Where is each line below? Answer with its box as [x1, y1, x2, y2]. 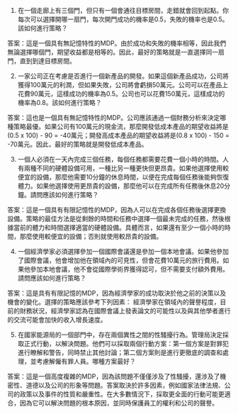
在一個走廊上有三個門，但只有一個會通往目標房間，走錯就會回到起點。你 [17, 6, 229, 14]
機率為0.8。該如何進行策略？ [17, 99, 102, 106]
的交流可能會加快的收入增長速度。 [7, 315, 107, 324]
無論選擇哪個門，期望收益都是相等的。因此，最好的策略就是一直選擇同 [7, 48, 212, 56]
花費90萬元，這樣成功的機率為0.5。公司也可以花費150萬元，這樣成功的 [17, 89, 225, 98]
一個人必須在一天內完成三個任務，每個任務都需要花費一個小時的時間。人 [17, 155, 229, 163]
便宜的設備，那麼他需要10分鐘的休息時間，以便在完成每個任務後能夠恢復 [17, 173, 229, 181]
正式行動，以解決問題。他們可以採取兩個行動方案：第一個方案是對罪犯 [23, 340, 229, 347]
